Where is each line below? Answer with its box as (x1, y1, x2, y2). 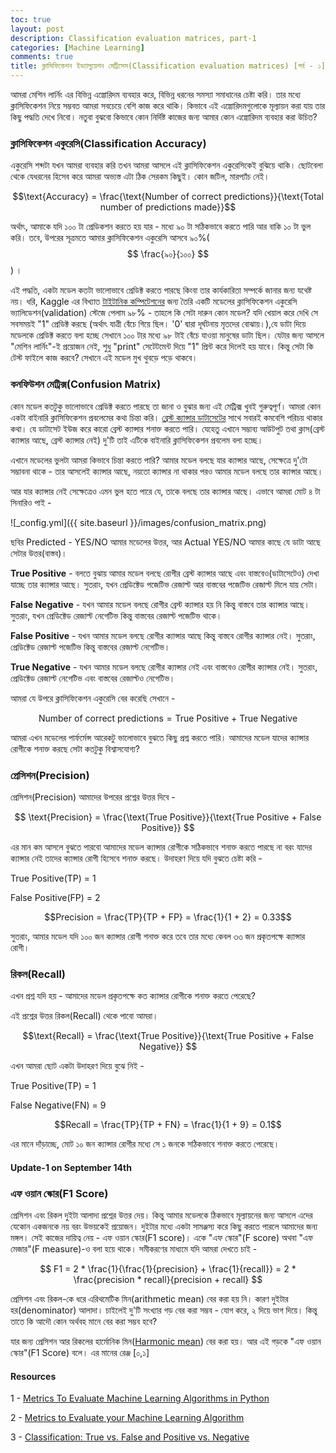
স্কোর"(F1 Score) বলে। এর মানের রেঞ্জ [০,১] (10, 1347, 150, 1359)
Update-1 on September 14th (10, 1161, 132, 1173)
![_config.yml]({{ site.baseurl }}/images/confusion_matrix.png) (10, 516, 267, 528)
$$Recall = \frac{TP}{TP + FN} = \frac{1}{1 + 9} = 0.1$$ (54, 1119, 282, 1131)
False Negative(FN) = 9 (10, 1099, 107, 1111)
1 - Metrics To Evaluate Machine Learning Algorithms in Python (10, 1392, 270, 1405)
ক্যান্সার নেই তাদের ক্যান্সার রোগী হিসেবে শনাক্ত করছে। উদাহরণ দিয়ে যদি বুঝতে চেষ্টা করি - (10, 852, 263, 864)
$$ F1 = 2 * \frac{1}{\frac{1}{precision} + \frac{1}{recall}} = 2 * (39, 1263, 297, 1275)
